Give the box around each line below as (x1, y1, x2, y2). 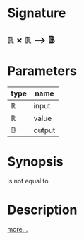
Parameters (7, 62, 78, 79)
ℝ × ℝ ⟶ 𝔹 (7, 34, 55, 46)
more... (7, 225, 28, 234)
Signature (7, 5, 66, 21)
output (33, 125, 56, 135)
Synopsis (7, 154, 64, 169)
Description (7, 202, 78, 217)
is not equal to (7, 177, 49, 185)
